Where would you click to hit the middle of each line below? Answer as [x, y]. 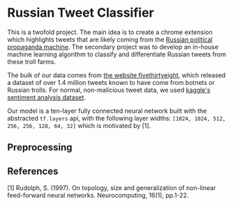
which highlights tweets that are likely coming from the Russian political [110, 39]
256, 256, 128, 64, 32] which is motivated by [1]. [79, 125]
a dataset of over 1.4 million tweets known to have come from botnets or [111, 82]
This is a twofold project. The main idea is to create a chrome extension [110, 32]
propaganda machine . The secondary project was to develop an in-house [113, 47]
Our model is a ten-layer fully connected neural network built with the [107, 111]
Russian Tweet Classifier [81, 13]
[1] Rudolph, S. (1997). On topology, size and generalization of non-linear [112, 188]
